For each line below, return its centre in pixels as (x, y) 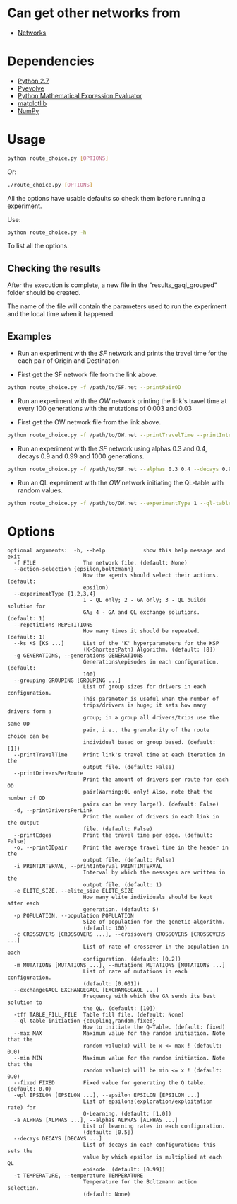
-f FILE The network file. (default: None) (101, 563)
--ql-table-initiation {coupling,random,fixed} (85, 1021)
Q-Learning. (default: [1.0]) (127, 1113)
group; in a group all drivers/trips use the (151, 717)
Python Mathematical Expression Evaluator (80, 95)
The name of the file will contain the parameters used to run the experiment (117, 306)
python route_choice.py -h (47, 232)
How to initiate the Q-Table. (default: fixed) (154, 1027)
